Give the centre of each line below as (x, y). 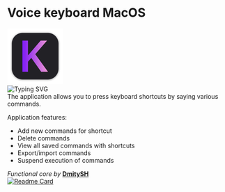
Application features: (37, 117)
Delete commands (44, 138)
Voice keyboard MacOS (77, 13)
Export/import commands (54, 153)
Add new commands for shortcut (65, 131)
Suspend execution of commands (65, 160)
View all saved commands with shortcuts (76, 145)
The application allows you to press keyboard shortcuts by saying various (113, 96)
